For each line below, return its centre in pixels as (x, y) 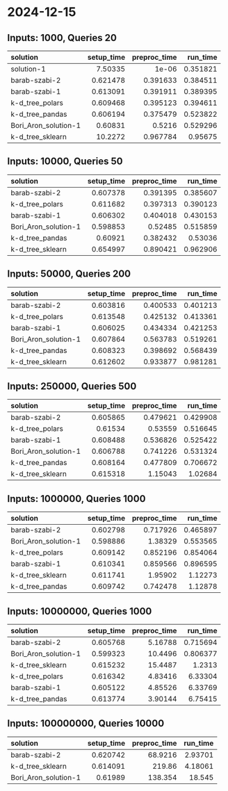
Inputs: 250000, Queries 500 (72, 386)
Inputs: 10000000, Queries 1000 (80, 611)
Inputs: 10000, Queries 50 (65, 162)
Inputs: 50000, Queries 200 (69, 274)
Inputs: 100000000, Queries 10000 (86, 724)
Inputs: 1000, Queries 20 (62, 38)
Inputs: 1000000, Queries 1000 (76, 499)
